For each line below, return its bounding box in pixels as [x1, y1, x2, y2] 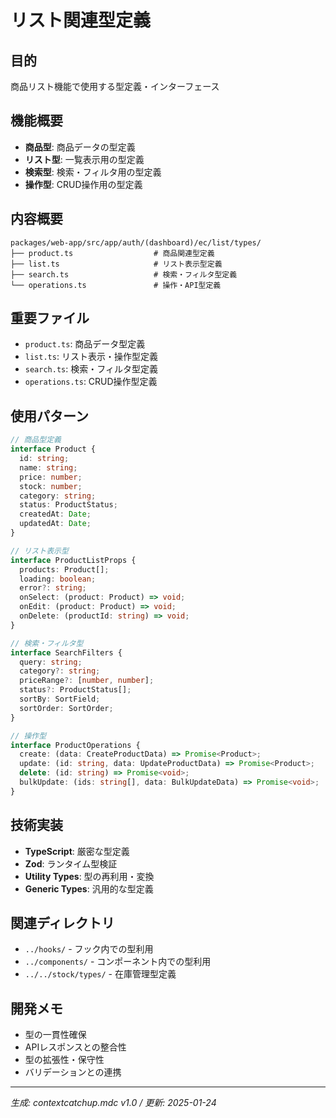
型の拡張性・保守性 [24, 1054, 105, 1066]
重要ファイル [10, 310, 90, 327]
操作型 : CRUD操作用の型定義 [24, 178, 143, 190]
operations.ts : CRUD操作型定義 [24, 376, 158, 388]
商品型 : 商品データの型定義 [24, 141, 136, 153]
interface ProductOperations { [10, 740, 141, 750]
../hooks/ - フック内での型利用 [24, 943, 154, 955]
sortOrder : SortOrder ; [19, 703, 114, 713]
